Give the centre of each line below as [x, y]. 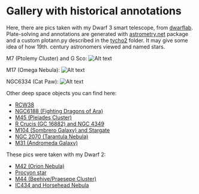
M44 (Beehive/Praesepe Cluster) [56, 178]
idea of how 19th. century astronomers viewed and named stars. [86, 47]
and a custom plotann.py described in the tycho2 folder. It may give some [97, 40]
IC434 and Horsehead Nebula [52, 185]
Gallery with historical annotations [94, 11]
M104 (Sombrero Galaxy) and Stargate [62, 130]
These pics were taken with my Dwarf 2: [56, 154]
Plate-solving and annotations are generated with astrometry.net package [97, 34]
